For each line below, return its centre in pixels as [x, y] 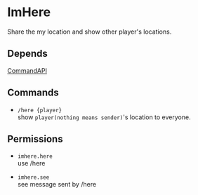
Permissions [35, 139]
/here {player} [40, 110]
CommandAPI [27, 70]
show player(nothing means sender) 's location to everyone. [104, 117]
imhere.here [35, 156]
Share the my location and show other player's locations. [90, 32]
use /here [31, 163]
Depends [27, 54]
